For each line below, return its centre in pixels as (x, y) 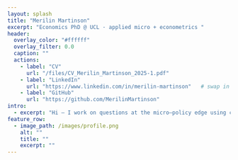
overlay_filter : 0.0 (44, 47)
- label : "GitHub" (47, 93)
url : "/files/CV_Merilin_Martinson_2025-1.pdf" (98, 73)
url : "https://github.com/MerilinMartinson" (93, 100)
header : (19, 34)
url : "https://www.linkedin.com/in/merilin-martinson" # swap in (128, 86)
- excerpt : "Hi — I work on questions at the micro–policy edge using (120, 113)
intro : (17, 106)
